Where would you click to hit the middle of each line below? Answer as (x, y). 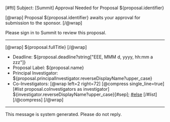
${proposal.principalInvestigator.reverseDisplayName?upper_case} (82, 78)
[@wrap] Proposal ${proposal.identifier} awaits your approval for (73, 17)
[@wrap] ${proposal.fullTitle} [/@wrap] (46, 47)
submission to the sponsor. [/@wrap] (44, 23)
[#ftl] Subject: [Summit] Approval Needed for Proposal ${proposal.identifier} (85, 8)
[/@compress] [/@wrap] (38, 100)
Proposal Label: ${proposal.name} (48, 68)
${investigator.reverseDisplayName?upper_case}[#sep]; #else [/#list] (85, 94)
